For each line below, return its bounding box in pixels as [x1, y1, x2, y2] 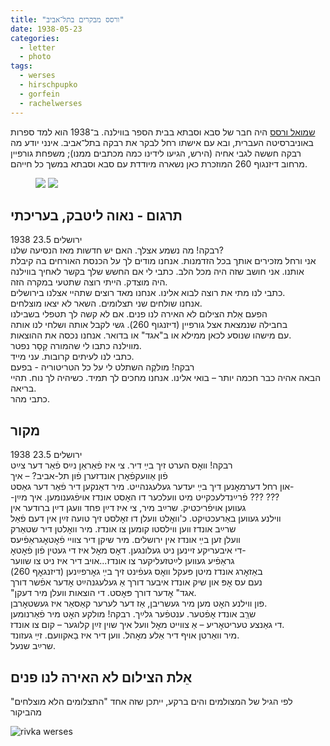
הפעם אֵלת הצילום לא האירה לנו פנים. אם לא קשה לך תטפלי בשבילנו [10, 308, 268, 320]
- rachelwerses [19, 98, 83, 108]
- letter [19, 42, 56, 53]
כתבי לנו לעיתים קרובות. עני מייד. [10, 351, 135, 363]
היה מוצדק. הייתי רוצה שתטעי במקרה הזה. [10, 276, 168, 288]
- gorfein [19, 89, 60, 99]
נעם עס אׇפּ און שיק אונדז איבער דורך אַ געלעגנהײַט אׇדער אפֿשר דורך [10, 576, 263, 588]
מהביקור [10, 706, 42, 718]
